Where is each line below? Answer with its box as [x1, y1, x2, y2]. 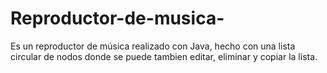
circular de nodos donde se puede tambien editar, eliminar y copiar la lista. [10, 50, 318, 62]
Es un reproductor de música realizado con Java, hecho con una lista [10, 40, 296, 52]
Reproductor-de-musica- [10, 7, 225, 30]
